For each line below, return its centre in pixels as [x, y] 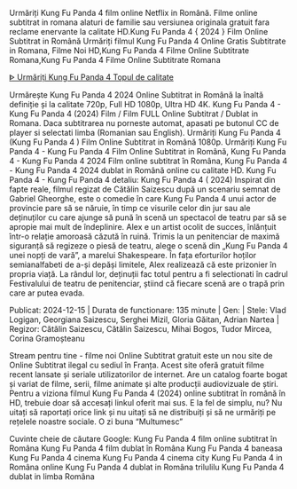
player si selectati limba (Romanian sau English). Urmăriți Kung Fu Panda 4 [145, 133]
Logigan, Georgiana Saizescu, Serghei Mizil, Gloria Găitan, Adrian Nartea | [145, 319]
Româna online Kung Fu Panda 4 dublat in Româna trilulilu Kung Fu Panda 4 [147, 467]
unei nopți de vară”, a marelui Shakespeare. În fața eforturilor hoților [133, 255]
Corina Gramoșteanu [47, 338]
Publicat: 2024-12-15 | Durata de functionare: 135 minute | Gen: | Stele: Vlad [148, 310]
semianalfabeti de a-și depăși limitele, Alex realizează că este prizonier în [143, 264]
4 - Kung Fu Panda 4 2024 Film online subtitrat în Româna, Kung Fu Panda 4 [148, 161]
